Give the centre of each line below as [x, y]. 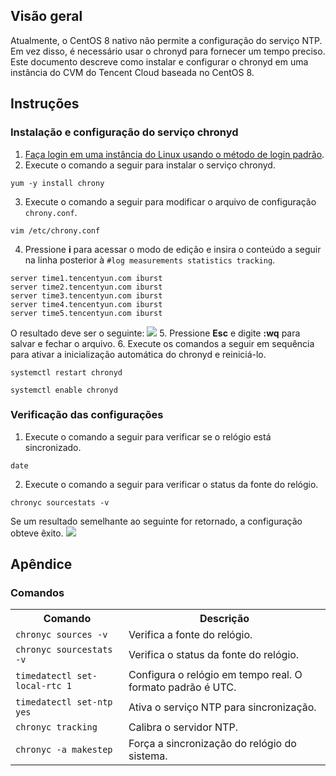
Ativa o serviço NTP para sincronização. [222, 707]
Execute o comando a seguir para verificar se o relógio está [148, 436]
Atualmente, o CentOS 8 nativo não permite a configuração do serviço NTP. [166, 40]
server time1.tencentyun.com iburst [86, 278]
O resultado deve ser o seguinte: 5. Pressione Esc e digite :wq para [155, 333]
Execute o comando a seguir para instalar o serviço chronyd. [150, 165]
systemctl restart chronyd [66, 372]
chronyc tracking [56, 727]
